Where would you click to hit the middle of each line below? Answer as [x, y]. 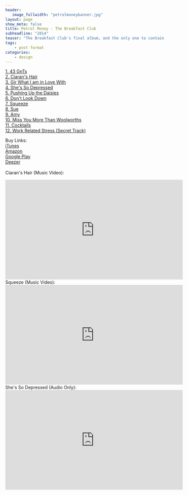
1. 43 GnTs [16, 71]
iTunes [12, 146]
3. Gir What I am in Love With [35, 82]
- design [24, 57]
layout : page [19, 19]
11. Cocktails [18, 125]
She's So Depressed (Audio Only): [41, 388]
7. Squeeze [17, 104]
